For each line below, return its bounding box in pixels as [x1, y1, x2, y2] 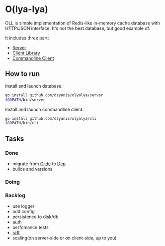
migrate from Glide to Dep [12, 161, 66, 167]
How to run [5, 70, 40, 78]
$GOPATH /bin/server [5, 97, 46, 102]
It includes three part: [5, 35, 49, 41]
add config [12, 209, 35, 215]
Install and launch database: [5, 83, 63, 89]
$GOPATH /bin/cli [5, 121, 39, 126]
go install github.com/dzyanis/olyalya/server [5, 92, 103, 98]
